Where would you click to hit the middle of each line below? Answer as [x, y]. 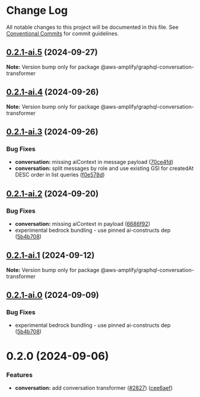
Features [20, 375]
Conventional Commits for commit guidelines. [62, 33]
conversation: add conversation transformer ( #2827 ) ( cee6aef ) [94, 387]
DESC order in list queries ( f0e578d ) [60, 175]
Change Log [37, 11]
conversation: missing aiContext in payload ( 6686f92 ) [83, 223]
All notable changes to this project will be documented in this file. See [92, 27]
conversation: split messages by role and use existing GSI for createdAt [104, 168]
